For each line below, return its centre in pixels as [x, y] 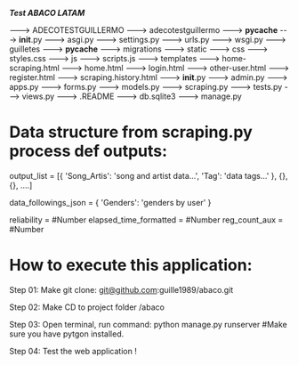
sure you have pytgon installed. [67, 334]
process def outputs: [88, 151]
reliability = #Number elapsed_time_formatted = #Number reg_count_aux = [146, 219]
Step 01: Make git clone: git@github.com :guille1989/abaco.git [121, 289]
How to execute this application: [131, 265]
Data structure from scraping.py [131, 132]
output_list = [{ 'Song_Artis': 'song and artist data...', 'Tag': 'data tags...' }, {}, [149, 175]
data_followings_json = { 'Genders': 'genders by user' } [110, 202]
